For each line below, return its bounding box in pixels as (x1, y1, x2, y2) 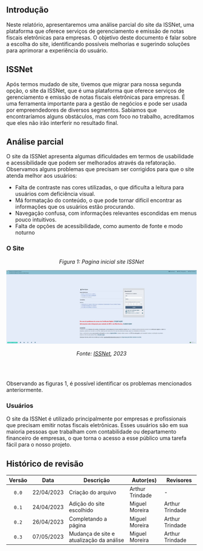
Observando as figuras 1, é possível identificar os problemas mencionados (6, 380, 192, 387)
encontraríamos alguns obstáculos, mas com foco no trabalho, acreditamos (6, 112, 195, 120)
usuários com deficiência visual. (14, 191, 95, 198)
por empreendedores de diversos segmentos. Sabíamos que (6, 106, 157, 113)
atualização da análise (68, 536, 124, 544)
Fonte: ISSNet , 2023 (76, 350, 127, 357)
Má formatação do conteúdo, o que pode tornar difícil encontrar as (14, 197, 182, 204)
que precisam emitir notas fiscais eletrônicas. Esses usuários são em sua (6, 422, 188, 429)
